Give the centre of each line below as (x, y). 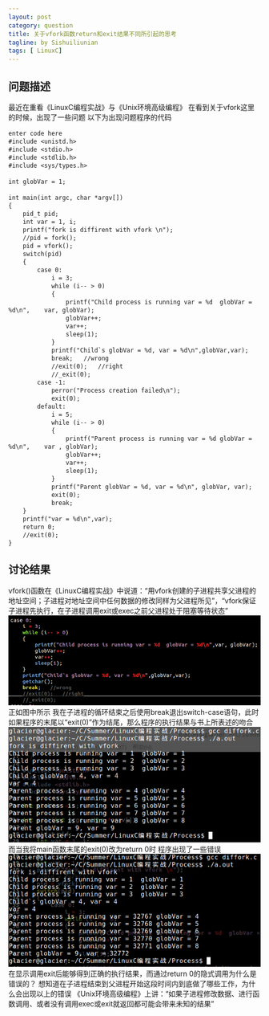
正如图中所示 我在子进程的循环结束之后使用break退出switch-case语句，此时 (134, 712)
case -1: (52, 382)
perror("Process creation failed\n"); (116, 390)
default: (52, 406)
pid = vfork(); (48, 246)
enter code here (35, 133)
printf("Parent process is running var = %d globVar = (159, 439)
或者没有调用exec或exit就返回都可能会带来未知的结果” (125, 1003)
